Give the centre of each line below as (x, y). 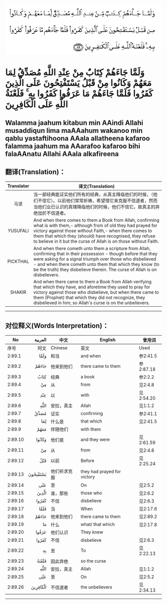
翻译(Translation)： (36, 172)
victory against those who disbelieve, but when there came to (96, 292)
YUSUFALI (18, 231)
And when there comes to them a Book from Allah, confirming (96, 220)
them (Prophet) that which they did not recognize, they (89, 297)
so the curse (93, 561)
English (108, 340)
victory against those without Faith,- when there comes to (93, 231)
